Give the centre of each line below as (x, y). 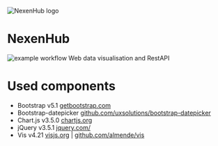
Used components (62, 86)
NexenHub (39, 39)
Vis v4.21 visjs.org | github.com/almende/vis (81, 135)
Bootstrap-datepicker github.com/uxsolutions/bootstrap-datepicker (114, 113)
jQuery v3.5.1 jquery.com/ (54, 127)
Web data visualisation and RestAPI (119, 58)
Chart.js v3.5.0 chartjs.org (55, 120)
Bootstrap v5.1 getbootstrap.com (64, 105)
